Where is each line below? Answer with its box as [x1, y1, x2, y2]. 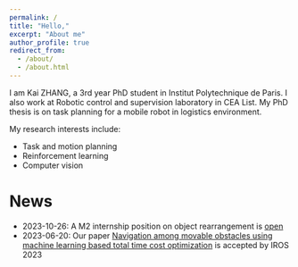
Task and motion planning [21, 140, 118, 152]
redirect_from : [9, 46, 66, 55]
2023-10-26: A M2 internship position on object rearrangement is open [21, 221, 284, 231]
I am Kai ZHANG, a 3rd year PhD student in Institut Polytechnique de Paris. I [9, 87, 288, 98]
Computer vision [21, 160, 84, 171]
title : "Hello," [9, 21, 70, 30]
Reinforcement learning [21, 150, 109, 161]
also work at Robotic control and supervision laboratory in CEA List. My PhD [9, 96, 288, 107]
